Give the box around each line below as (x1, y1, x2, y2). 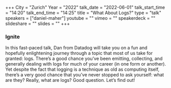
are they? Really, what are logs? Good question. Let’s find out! (5, 77, 135, 83)
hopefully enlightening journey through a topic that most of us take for (5, 50, 153, 56)
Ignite (5, 33, 20, 40)
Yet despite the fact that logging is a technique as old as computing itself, (5, 66, 160, 73)
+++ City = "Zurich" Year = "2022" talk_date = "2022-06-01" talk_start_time (5, 5, 165, 10)
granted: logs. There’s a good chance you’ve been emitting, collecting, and (5, 55, 163, 62)
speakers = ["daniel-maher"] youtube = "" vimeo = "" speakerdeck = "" (5, 15, 156, 21)
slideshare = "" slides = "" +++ (5, 20, 70, 26)
